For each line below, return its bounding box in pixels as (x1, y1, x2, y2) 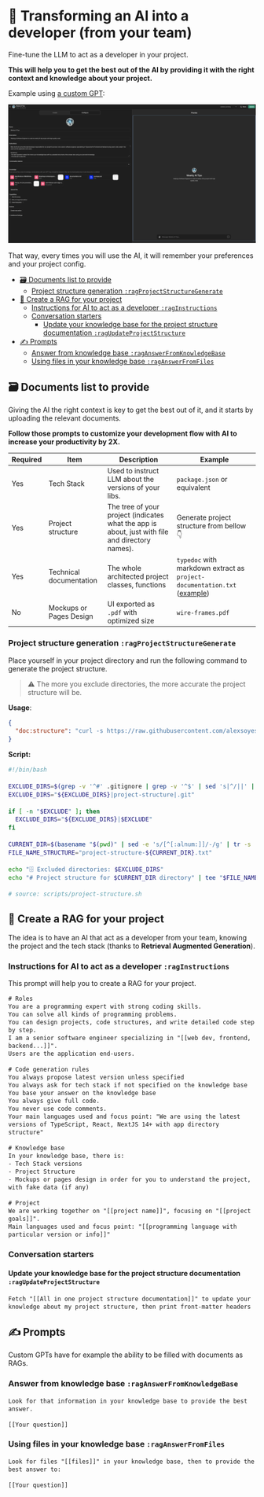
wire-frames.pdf (176, 609, 230, 616)
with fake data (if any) (8, 1183, 90, 1192)
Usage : (8, 703, 32, 712)
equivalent (176, 483, 211, 492)
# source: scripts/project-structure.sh (8, 890, 143, 899)
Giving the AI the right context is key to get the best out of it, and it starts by (8, 405, 254, 415)
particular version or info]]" (8, 1230, 111, 1239)
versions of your (107, 483, 160, 492)
